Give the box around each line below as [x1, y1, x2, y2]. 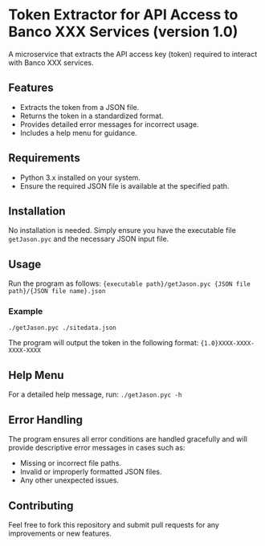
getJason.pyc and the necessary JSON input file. [8, 234, 169, 244]
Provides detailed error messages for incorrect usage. [19, 119, 199, 129]
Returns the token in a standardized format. [19, 111, 164, 120]
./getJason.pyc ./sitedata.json [8, 324, 116, 332]
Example [8, 306, 43, 317]
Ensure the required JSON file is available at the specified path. [19, 181, 230, 190]
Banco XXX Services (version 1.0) [8, 22, 238, 41]
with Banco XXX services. [8, 58, 94, 67]
